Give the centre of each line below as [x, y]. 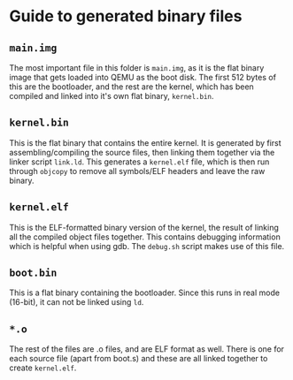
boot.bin [33, 273]
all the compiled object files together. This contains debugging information [145, 237]
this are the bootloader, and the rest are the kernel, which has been [131, 87]
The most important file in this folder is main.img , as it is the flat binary [137, 68]
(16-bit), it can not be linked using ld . [77, 302]
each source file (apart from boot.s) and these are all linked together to [139, 359]
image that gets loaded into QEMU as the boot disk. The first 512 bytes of [143, 77]
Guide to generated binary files [126, 16]
